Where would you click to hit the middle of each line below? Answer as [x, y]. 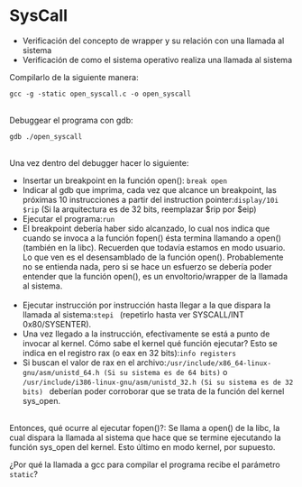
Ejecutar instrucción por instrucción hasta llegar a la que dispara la [146, 305]
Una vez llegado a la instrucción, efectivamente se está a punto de [146, 334]
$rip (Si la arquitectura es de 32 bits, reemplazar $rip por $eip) [139, 209]
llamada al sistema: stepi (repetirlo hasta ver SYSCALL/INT [133, 314]
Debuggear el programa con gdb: [71, 120]
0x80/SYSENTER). [57, 324]
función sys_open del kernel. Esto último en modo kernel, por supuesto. [142, 446]
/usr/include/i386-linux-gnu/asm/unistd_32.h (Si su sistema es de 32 [158, 382]
